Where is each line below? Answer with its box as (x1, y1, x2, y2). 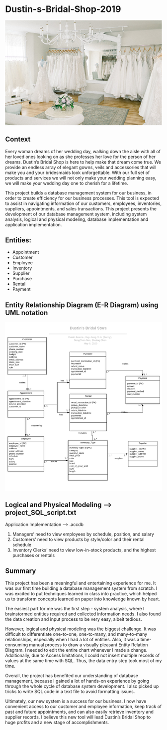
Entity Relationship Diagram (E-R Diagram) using (5, 301, 159, 309)
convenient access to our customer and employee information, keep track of (5, 703, 162, 709)
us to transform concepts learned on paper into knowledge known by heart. (5, 596, 161, 602)
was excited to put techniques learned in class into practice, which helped (5, 590, 157, 596)
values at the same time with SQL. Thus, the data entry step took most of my (5, 657, 162, 664)
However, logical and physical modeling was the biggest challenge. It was (5, 626, 157, 632)
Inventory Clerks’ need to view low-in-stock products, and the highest (12, 547, 156, 553)
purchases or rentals (12, 552, 55, 558)
